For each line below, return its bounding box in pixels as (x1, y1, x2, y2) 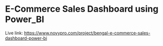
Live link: (5, 30, 23, 36)
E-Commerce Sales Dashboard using (5, 3, 159, 15)
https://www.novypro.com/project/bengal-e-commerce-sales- (24, 30, 151, 36)
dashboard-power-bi (5, 35, 48, 41)
